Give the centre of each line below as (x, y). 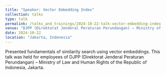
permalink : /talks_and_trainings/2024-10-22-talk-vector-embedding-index (83, 24)
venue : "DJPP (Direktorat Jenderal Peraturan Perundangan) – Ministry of (83, 28)
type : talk (16, 19)
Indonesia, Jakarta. (25, 67)
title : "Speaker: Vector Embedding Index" (50, 10)
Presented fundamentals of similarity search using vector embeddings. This (83, 51)
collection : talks (24, 14)
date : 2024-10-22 (23, 33)
